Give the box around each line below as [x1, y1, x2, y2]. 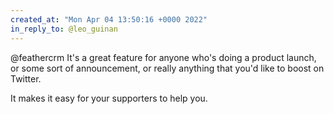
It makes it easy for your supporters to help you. [10, 92, 208, 104]
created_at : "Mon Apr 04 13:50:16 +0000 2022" [10, 14, 208, 25]
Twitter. [10, 72, 42, 85]
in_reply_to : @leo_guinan [10, 24, 118, 34]
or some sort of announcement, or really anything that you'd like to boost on [10, 62, 325, 74]
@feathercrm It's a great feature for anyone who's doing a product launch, [10, 51, 317, 63]
